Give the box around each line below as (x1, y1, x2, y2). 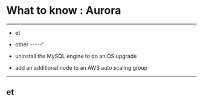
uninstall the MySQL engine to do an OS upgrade (14, 52, 137, 60)
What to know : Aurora (6, 4, 121, 17)
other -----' (14, 40, 44, 48)
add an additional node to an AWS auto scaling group (14, 64, 148, 71)
